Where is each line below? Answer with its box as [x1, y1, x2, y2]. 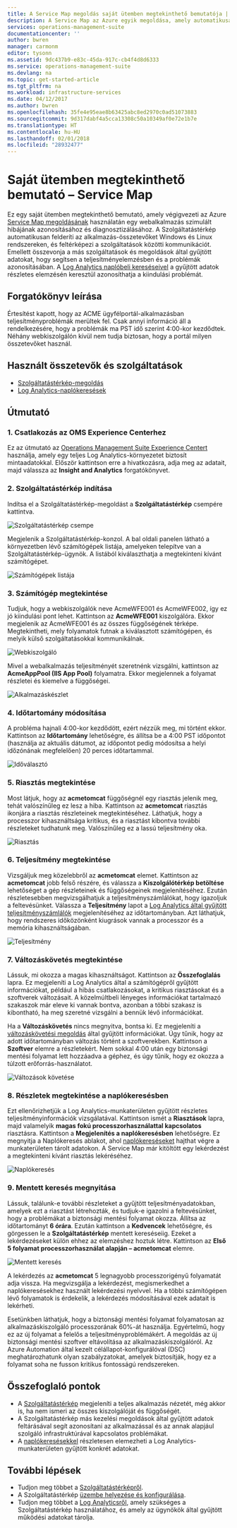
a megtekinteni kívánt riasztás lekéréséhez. [7, 1151, 133, 1160]
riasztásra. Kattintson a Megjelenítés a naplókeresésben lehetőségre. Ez [7, 1129, 221, 1138]
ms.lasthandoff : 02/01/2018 [7, 135, 90, 142]
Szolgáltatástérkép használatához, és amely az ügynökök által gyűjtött [17, 1505, 222, 1514]
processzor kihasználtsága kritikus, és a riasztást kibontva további [7, 816, 201, 825]
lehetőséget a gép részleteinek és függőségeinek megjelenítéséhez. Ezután [7, 886, 227, 895]
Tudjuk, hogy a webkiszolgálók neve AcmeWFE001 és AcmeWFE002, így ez [7, 604, 228, 612]
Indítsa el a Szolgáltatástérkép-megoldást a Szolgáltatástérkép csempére [7, 499, 223, 508]
